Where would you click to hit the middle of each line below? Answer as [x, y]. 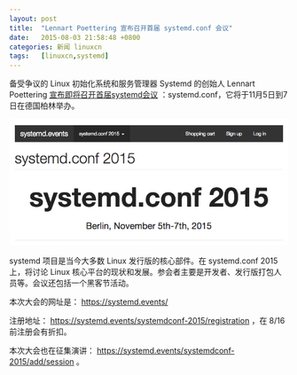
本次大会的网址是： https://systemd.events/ [89, 301]
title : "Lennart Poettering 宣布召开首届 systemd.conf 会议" [121, 28]
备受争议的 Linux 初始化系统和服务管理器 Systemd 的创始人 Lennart [132, 83]
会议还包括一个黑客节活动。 [83, 283]
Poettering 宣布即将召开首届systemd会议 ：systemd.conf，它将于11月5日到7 [148, 95]
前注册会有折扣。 [40, 332]
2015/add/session [42, 361]
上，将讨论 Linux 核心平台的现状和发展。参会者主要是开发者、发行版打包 [142, 271]
